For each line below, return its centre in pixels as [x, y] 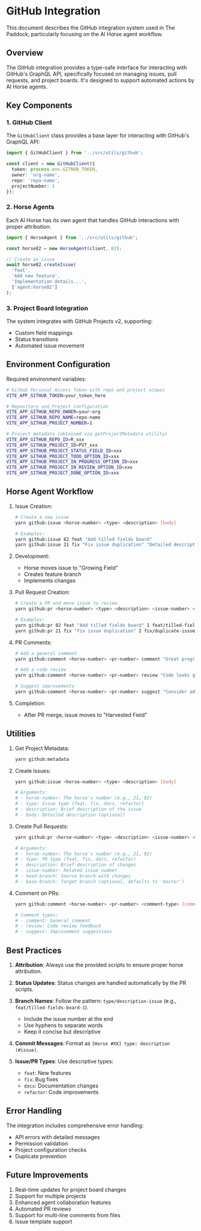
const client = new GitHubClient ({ [51, 164]
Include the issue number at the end [68, 1019]
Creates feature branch [53, 574]
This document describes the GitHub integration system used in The [91, 28]
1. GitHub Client [29, 122]
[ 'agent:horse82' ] [35, 287]
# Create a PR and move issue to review [66, 603]
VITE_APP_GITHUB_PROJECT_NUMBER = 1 [49, 423]
